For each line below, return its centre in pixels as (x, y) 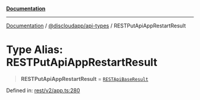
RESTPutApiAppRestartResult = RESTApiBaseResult (85, 79)
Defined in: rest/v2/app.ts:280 (43, 90)
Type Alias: (35, 50)
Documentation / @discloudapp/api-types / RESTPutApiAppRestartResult (96, 26)
